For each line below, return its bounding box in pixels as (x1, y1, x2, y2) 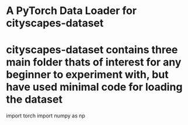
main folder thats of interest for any (6, 55, 182, 69)
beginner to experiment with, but (6, 68, 169, 81)
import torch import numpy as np (6, 112, 86, 119)
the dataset (6, 93, 63, 106)
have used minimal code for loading (6, 81, 183, 94)
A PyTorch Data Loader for (6, 4, 137, 18)
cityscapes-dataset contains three (6, 43, 178, 57)
